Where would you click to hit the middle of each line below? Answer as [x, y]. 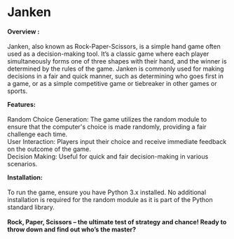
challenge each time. [37, 134]
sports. [18, 91]
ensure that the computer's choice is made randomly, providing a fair [107, 126]
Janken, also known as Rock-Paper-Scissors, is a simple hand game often [114, 46]
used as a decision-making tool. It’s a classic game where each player [108, 54]
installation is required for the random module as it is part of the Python [110, 199]
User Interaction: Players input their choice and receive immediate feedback [117, 141]
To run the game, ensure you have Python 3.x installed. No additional [107, 192]
